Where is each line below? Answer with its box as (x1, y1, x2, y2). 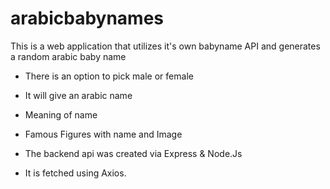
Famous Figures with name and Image (24, 128, 183, 140)
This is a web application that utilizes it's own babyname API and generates (10, 40, 321, 52)
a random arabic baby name (10, 50, 127, 62)
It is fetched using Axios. (24, 167, 127, 179)
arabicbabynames (10, 7, 165, 30)
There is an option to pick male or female (24, 70, 194, 82)
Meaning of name (24, 108, 98, 121)
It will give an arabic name (24, 89, 133, 101)
